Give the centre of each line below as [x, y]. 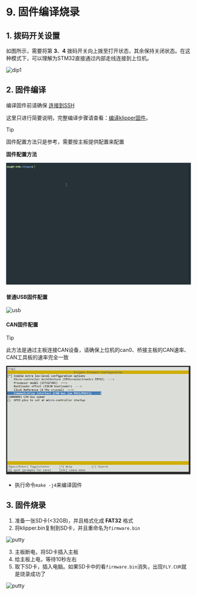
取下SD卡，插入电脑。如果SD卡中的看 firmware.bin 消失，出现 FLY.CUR [98, 566]
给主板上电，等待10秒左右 [46, 559]
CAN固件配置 [22, 324]
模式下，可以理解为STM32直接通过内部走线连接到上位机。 [81, 58]
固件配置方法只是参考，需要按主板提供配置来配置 [65, 141]
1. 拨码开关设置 [33, 36]
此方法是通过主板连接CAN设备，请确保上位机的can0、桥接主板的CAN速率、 [98, 350]
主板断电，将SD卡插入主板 [46, 551]
